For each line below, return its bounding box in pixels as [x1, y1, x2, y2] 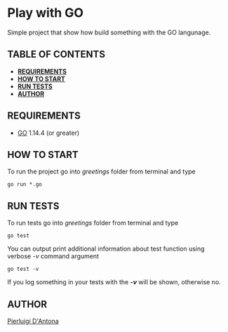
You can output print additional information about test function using [7, 244, 205, 253]
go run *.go [7, 181, 42, 188]
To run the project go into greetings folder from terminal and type [7, 167, 196, 176]
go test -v [7, 265, 39, 273]
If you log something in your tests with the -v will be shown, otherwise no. [7, 278, 221, 286]
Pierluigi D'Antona [7, 317, 60, 325]
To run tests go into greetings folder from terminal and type [7, 219, 179, 227]
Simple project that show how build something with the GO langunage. [7, 28, 211, 36]
